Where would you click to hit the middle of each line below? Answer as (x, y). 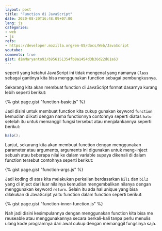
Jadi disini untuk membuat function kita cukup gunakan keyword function (79, 111)
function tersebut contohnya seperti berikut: (49, 160)
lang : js (14, 23)
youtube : (14, 50)
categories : (17, 28)
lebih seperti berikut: (26, 92)
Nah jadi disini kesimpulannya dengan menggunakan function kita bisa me (79, 213)
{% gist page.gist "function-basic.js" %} (45, 102)
